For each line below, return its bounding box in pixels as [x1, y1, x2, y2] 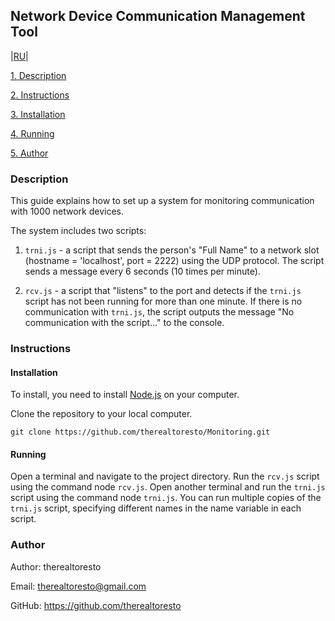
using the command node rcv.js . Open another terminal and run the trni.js [10, 481, 326, 493]
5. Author [10, 147, 49, 159]
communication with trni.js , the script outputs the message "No [24, 306, 295, 318]
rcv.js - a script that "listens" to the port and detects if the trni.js [24, 285, 302, 297]
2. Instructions [10, 89, 70, 101]
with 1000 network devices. [10, 205, 125, 218]
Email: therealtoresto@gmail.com [10, 580, 147, 592]
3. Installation [10, 108, 66, 120]
